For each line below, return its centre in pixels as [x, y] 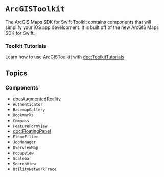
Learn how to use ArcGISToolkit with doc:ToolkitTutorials [65, 57]
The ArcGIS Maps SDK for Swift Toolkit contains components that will [78, 22]
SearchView [24, 164]
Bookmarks [23, 115]
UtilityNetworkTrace [34, 169]
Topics [16, 73]
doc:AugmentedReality [37, 99]
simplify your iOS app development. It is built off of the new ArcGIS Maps [82, 27]
